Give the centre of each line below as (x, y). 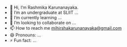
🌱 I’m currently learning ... (36, 18)
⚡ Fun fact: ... (23, 40)
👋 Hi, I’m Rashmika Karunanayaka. (44, 7)
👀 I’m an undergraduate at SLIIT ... (44, 12)
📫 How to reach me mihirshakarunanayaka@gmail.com (66, 28)
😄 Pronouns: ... (25, 35)
